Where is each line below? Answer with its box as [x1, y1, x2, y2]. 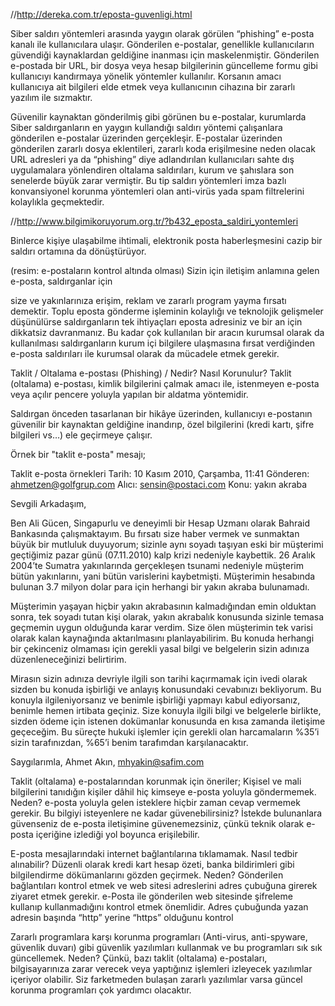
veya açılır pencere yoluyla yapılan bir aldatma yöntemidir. [10, 389, 249, 400]
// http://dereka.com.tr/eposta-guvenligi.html [10, 9, 193, 20]
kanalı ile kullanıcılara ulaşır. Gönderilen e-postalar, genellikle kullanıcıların [10, 39, 315, 50]
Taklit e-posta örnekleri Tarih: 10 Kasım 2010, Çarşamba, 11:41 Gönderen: [10, 468, 310, 479]
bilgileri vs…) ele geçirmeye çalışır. [10, 429, 153, 441]
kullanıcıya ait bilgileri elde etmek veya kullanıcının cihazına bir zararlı [10, 81, 296, 93]
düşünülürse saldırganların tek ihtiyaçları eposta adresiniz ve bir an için [10, 316, 303, 328]
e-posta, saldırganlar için [10, 275, 113, 287]
